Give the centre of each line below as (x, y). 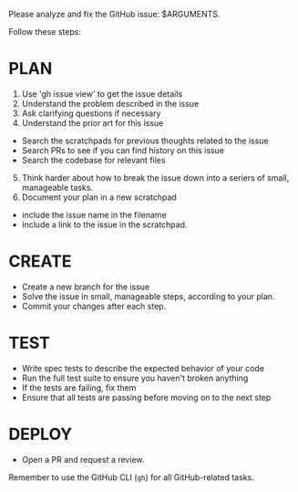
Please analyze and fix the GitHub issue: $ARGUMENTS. (114, 14)
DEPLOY (41, 434)
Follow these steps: (45, 31)
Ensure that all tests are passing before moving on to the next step (146, 397)
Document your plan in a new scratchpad (99, 197)
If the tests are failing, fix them (79, 387)
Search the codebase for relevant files (93, 160)
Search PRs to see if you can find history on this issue (123, 150)
